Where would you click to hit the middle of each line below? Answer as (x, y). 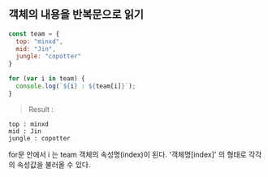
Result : (41, 109)
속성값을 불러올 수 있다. (54, 164)
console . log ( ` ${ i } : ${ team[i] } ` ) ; (76, 86)
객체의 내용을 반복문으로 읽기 (76, 15)
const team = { (34, 34)
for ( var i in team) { (47, 79)
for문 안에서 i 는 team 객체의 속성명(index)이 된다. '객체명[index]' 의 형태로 (128, 154)
